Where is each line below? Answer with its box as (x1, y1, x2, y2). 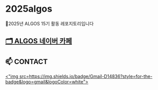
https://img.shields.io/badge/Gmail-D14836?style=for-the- (29, 73, 153, 79)
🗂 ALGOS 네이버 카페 (5, 37, 72, 46)
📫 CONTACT (5, 57, 48, 66)
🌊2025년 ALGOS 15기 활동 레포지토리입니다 (5, 20, 94, 26)
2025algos (5, 3, 52, 15)
